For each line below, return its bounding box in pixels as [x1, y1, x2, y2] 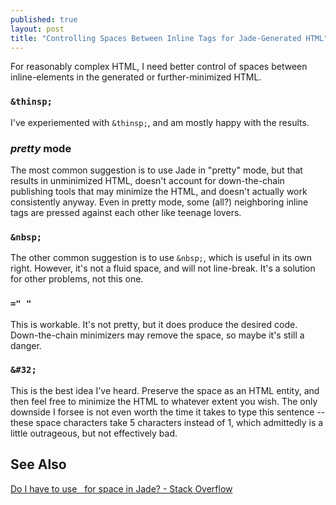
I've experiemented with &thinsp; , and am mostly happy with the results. [10, 116, 310, 128]
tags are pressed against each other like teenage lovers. [10, 206, 242, 218]
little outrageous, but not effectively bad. [10, 427, 178, 439]
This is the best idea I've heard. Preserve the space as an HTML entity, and [10, 384, 320, 396]
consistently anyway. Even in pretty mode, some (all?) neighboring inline [10, 196, 309, 208]
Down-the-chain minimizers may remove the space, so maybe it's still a [10, 329, 305, 341]
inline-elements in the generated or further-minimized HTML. [10, 71, 262, 83]
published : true [10, 14, 78, 25]
